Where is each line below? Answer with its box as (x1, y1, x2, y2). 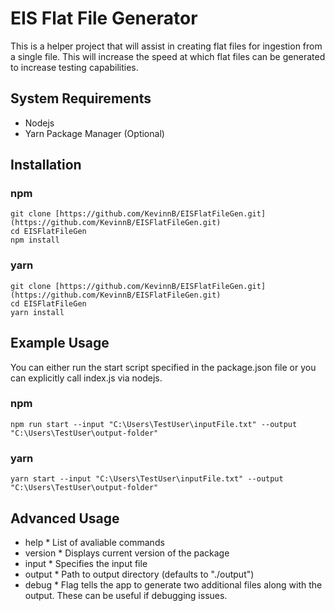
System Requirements (10, 90, 152, 107)
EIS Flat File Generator (10, 7, 198, 30)
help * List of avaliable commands (24, 536, 165, 548)
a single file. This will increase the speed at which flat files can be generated (10, 50, 326, 62)
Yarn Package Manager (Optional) (24, 127, 165, 139)
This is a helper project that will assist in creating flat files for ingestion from (10, 40, 323, 52)
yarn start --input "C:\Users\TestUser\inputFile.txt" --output (10, 474, 284, 484)
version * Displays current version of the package (24, 547, 230, 559)
